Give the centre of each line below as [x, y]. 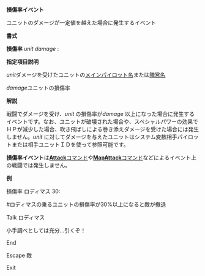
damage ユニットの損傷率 [38, 88]
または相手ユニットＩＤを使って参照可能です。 [70, 144]
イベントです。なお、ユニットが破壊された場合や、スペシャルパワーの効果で [102, 121]
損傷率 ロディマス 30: [33, 191]
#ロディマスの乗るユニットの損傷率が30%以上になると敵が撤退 [86, 204]
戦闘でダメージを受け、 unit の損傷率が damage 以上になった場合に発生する [100, 114]
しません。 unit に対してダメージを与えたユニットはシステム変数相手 [92, 137]
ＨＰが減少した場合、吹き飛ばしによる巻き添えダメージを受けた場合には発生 [102, 129]
